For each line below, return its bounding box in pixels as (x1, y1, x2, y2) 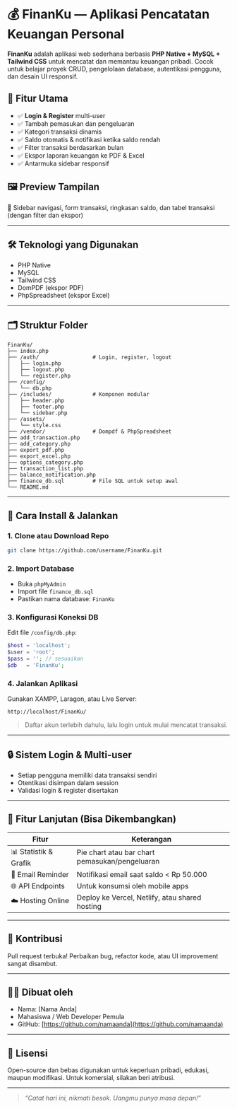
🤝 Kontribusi (7, 933, 63, 945)
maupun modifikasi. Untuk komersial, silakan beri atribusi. (7, 1074, 175, 1082)
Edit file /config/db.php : (7, 628, 78, 637)
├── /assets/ (7, 416, 46, 423)
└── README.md (7, 484, 49, 491)
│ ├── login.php (7, 360, 61, 367)
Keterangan (131, 834, 171, 844)
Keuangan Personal (7, 26, 125, 42)
